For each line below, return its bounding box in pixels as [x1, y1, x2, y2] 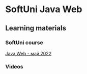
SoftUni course [5, 39, 43, 46]
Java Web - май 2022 [5, 50, 52, 56]
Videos [5, 63, 23, 70]
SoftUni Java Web [5, 4, 82, 15]
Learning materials [5, 24, 66, 32]
